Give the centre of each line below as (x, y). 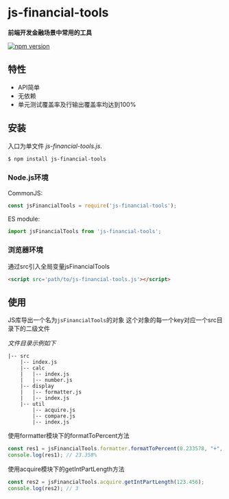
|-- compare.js (54, 416)
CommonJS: (25, 193)
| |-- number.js (46, 380)
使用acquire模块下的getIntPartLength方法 (66, 469)
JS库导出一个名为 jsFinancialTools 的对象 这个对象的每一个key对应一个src (112, 320)
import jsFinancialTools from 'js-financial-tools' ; (85, 231)
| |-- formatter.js (51, 392)
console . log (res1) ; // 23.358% (52, 455)
